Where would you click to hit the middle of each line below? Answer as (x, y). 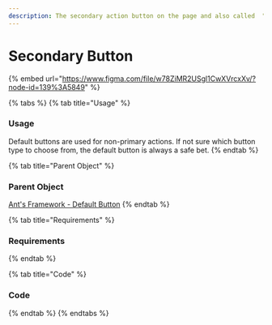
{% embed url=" (36, 79)
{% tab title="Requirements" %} (62, 220)
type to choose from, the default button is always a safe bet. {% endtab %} (134, 150)
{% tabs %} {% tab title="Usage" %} (70, 103)
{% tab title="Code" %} (47, 274)
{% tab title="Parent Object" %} (62, 165)
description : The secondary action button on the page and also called (132, 16)
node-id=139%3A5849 (47, 87)
